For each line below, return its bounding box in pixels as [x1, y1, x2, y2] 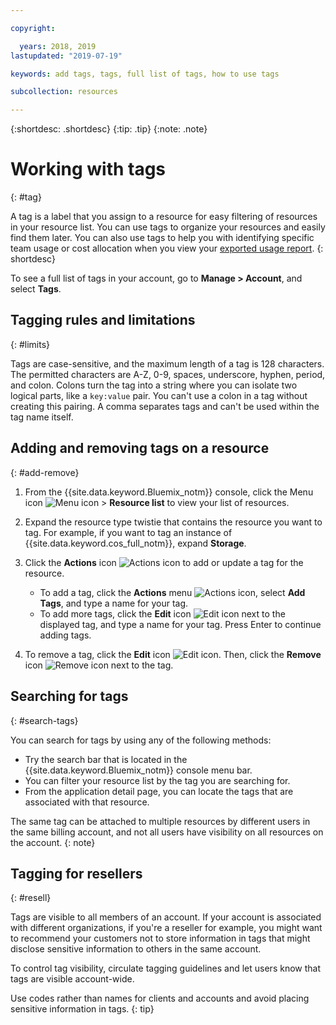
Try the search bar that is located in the [24, 753, 188, 765]
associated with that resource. [24, 796, 150, 808]
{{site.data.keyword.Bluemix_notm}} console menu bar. [24, 764, 253, 776]
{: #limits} [10, 338, 51, 350]
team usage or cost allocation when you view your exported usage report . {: [10, 242, 324, 255]
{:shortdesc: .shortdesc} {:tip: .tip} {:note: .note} [10, 123, 208, 135]
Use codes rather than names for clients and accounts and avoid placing [10, 992, 310, 1005]
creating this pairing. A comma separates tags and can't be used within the [10, 400, 320, 412]
